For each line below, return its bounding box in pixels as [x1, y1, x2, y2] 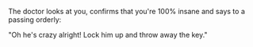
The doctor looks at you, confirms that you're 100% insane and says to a [8, 7, 246, 16]
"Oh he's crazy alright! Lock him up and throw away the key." [8, 31, 208, 39]
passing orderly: [8, 15, 62, 24]
